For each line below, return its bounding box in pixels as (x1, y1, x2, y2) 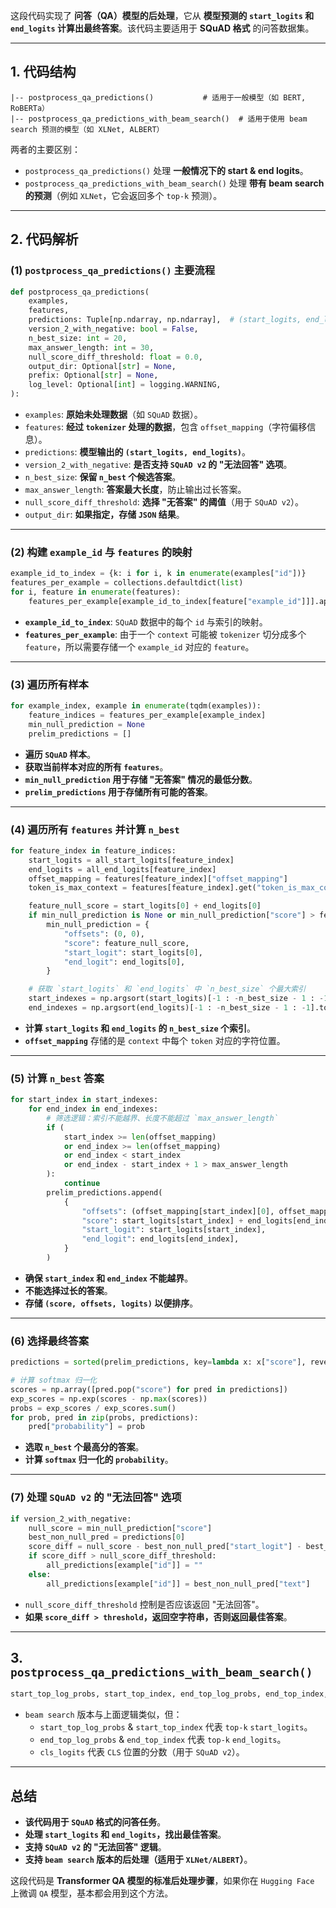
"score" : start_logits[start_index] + (81, 1215, 244, 1226)
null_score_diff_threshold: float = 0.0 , (28, 352, 203, 362)
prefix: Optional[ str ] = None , (28, 370, 159, 381)
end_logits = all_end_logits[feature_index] (28, 864, 217, 874)
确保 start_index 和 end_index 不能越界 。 (24, 1272, 194, 1284)
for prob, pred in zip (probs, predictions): (10, 1412, 199, 1423)
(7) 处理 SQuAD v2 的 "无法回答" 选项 (10, 1490, 182, 1504)
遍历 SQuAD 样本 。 (24, 748, 97, 760)
